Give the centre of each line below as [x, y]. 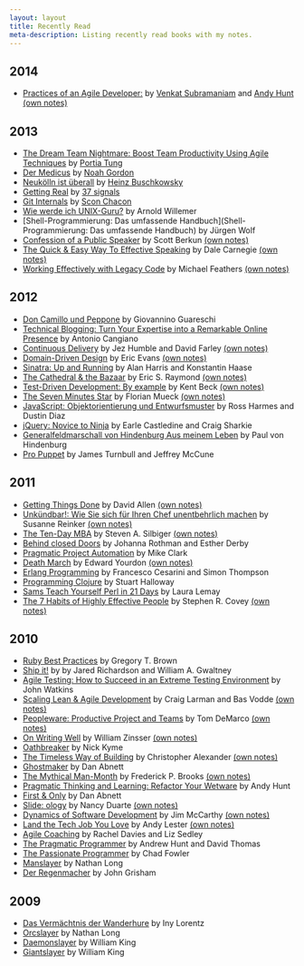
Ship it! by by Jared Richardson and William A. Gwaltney [127, 670]
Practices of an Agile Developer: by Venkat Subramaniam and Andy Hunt [158, 93]
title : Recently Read [50, 26]
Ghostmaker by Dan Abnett [73, 766]
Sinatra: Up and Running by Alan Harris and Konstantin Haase [137, 367]
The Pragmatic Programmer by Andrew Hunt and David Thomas [141, 844]
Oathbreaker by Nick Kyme [73, 747]
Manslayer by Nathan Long [73, 864]
